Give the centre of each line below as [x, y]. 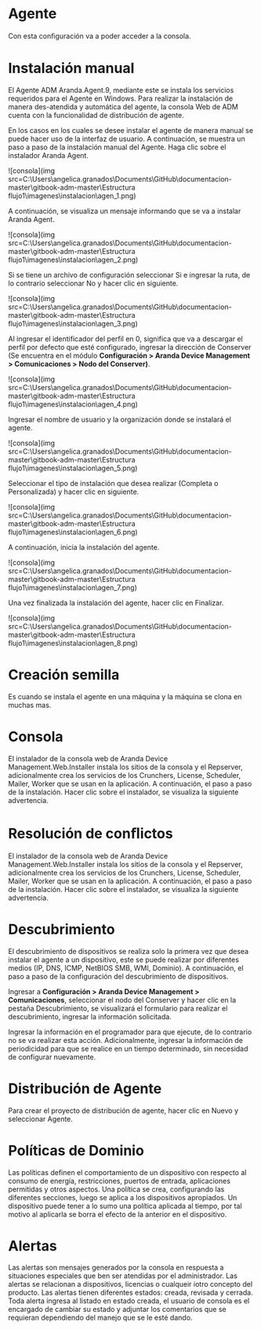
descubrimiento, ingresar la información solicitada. [90, 1016]
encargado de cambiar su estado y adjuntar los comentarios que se [117, 1310]
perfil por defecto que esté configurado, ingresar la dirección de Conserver [130, 347]
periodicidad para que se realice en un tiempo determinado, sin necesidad [128, 1048]
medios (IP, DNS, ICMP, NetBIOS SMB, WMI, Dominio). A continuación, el [126, 967]
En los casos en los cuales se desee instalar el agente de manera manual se [130, 130]
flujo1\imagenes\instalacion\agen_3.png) [73, 323]
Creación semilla [64, 675]
